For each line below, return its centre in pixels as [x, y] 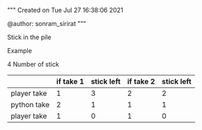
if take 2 [141, 81]
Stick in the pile [29, 37]
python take [30, 104]
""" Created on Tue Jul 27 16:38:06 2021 [65, 10]
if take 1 [70, 81]
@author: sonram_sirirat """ [47, 23]
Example [20, 51]
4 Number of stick [33, 64]
